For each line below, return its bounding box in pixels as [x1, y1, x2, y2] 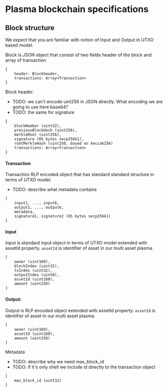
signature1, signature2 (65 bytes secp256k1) [14, 214, 111, 219]
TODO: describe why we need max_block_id [12, 358, 104, 364]
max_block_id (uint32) [14, 378, 62, 383]
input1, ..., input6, [14, 201, 59, 206]
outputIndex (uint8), [14, 273, 59, 278]
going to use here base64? [12, 104, 69, 110]
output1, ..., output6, [14, 205, 64, 210]
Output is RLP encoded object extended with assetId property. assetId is [5, 307, 155, 313]
